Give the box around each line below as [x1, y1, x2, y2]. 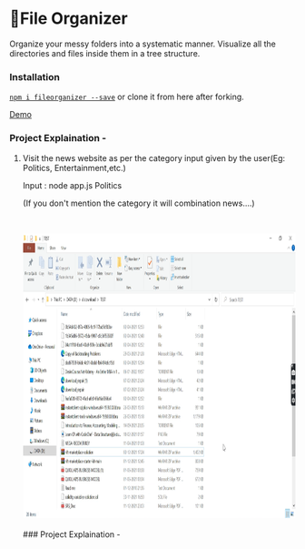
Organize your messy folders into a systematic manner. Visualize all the [9, 38, 277, 49]
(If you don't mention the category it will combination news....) [22, 198, 256, 208]
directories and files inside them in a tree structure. [9, 47, 201, 58]
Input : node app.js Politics [22, 179, 123, 190]
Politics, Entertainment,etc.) [22, 162, 127, 173]
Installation [9, 70, 61, 83]
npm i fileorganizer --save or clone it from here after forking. [9, 91, 245, 103]
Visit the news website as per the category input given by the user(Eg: [22, 152, 286, 163]
